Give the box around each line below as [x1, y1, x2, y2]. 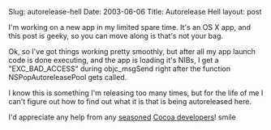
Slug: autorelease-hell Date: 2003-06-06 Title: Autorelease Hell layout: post [8, 7, 262, 16]
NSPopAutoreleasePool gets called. [8, 73, 127, 82]
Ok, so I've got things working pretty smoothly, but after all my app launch [8, 47, 256, 56]
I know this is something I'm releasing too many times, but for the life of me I [8, 88, 264, 98]
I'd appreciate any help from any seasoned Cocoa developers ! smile [8, 112, 237, 122]
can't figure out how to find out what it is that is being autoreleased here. [8, 97, 252, 106]
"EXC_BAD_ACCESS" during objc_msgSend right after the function [8, 64, 231, 73]
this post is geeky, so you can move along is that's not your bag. [8, 31, 224, 40]
